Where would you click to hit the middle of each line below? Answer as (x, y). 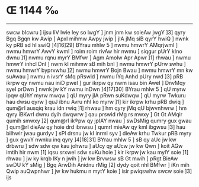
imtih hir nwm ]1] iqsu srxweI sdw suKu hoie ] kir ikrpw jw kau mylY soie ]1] (97, 152)
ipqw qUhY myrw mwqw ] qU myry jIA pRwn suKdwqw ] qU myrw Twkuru (96, 95)
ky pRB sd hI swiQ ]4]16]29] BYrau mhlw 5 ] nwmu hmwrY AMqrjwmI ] (92, 45)
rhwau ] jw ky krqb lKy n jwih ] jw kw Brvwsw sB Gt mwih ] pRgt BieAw (92, 159)
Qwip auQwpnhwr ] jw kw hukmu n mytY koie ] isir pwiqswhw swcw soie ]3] (99, 171)
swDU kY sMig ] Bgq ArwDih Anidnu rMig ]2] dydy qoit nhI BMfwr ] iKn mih (98, 164)
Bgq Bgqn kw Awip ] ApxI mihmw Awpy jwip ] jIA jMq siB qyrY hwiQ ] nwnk (97, 39)
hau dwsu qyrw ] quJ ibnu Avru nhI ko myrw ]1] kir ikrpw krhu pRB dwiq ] (95, 102)
